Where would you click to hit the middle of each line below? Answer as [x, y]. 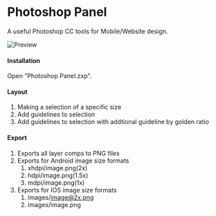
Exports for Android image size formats [73, 161]
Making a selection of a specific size [69, 107]
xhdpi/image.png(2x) [57, 168]
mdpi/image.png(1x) [56, 182]
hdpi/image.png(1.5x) [58, 175]
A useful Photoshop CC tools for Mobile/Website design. [88, 31]
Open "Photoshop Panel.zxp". [49, 76]
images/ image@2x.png [61, 197]
